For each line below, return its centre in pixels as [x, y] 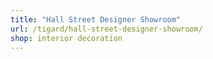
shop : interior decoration [66, 38]
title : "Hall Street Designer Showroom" [96, 19]
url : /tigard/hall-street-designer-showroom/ [106, 29]
